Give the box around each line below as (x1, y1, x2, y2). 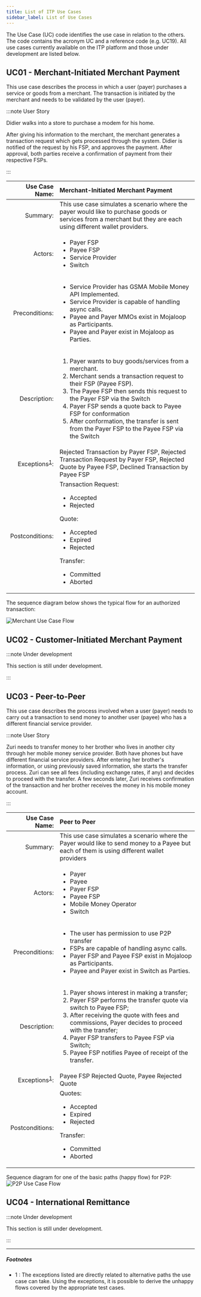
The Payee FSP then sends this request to (69, 387, 187, 395)
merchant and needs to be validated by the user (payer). (6, 96, 145, 103)
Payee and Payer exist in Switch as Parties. (69, 967, 190, 975)
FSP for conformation (69, 410, 130, 418)
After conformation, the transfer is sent (69, 417, 179, 425)
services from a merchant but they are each (59, 215, 182, 223)
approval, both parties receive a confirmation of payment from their (6, 150, 172, 157)
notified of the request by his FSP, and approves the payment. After (6, 144, 172, 151)
